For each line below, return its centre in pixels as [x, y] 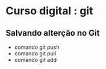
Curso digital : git [49, 11]
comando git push [37, 47]
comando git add [35, 60]
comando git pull [35, 54]
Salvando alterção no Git [53, 33]
